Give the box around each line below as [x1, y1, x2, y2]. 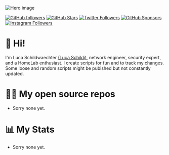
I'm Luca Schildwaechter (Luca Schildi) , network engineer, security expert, [5, 54, 161, 60]
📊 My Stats [5, 124, 55, 135]
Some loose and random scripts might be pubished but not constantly [5, 65, 151, 71]
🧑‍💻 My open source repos [5, 89, 115, 100]
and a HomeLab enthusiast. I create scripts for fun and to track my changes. [5, 60, 164, 66]
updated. [5, 70, 24, 76]
